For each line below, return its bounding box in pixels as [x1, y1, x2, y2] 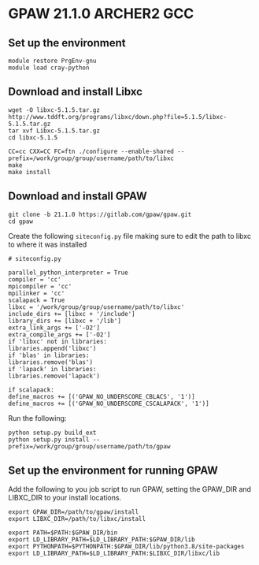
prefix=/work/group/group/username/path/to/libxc [8, 154, 175, 162]
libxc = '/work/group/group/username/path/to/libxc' [8, 303, 185, 311]
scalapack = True [8, 296, 65, 304]
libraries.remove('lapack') [8, 372, 101, 380]
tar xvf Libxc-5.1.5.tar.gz [8, 127, 101, 135]
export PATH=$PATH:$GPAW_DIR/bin [8, 529, 118, 537]
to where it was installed [8, 240, 87, 249]
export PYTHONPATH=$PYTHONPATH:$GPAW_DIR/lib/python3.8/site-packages [8, 543, 245, 551]
